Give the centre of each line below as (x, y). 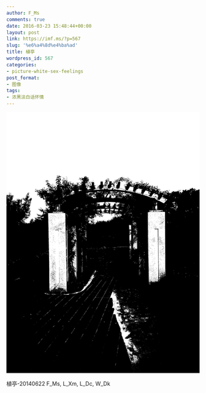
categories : (21, 64)
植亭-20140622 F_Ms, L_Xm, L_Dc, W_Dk (58, 383)
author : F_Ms (23, 13)
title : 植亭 (21, 52)
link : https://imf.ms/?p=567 (44, 39)
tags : (13, 91)
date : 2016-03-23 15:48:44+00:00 (49, 26)
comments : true (26, 19)
